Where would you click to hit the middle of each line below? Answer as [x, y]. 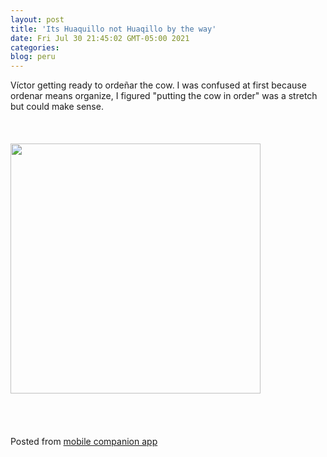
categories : [35, 47]
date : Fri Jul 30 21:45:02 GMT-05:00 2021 [100, 38]
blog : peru [33, 57]
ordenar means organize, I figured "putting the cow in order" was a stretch [164, 96]
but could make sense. [57, 107]
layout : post [37, 19]
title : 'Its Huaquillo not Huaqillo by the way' [113, 29]
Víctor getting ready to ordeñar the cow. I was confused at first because [158, 85]
